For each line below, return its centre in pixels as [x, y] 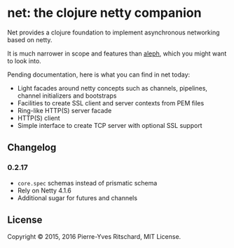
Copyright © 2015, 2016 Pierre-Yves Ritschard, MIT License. [94, 237]
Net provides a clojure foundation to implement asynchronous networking [113, 32]
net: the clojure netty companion [104, 13]
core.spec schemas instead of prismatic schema [87, 183]
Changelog [32, 148]
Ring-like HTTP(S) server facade [64, 110]
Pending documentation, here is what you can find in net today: [99, 74]
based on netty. [30, 39]
